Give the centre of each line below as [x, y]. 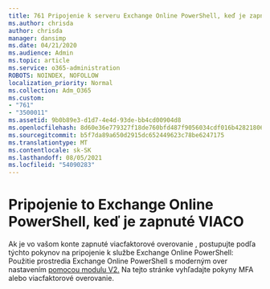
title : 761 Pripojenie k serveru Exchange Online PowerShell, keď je [127, 16]
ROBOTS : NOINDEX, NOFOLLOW [53, 75]
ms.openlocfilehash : [43, 128]
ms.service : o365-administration [64, 68]
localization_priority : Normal [61, 83]
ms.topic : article [39, 61]
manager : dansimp [37, 38]
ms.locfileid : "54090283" [51, 165]
